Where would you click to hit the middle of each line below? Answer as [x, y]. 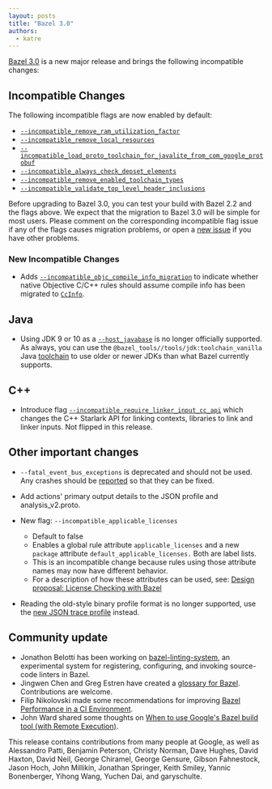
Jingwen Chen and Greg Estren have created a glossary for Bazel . [130, 683]
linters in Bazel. [65, 674]
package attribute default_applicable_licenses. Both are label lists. [144, 553]
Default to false [57, 536]
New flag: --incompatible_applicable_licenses [99, 520]
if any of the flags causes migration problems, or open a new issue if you [130, 230]
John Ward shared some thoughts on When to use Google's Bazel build [139, 717]
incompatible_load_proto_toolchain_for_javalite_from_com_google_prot [142, 156]
